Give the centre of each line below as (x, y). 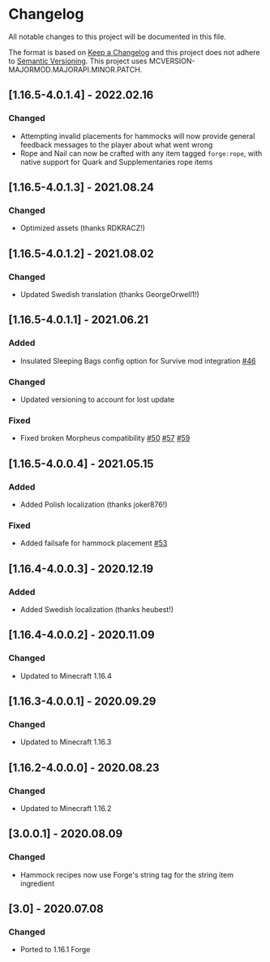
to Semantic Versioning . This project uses (78, 61)
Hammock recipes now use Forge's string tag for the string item (126, 874)
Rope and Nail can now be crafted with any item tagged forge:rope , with (141, 153)
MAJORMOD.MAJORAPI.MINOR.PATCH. (75, 69)
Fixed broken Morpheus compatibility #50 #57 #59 (105, 438)
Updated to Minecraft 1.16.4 (66, 675)
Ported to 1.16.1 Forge (55, 950)
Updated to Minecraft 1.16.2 (66, 809)
